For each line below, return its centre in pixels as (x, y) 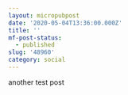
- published (35, 45)
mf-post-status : (35, 38)
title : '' (25, 30)
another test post (37, 82)
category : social (37, 60)
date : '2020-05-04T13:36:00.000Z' (66, 23)
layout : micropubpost (44, 15)
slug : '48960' (32, 52)
